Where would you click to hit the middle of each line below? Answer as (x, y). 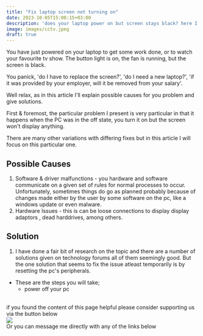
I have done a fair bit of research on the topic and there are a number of (105, 251)
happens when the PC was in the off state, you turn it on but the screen (96, 120)
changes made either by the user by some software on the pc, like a (101, 198)
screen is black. (26, 65)
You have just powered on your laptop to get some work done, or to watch (99, 52)
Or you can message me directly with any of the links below (81, 326)
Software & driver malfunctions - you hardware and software (91, 178)
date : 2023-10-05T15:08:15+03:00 (49, 18)
